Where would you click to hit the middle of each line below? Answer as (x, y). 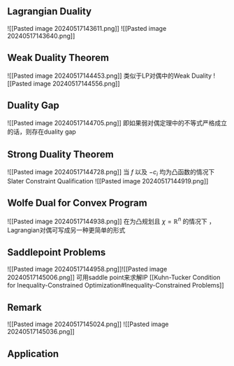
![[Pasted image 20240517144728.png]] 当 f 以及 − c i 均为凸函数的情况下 (111, 173)
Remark (24, 307)
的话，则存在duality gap (42, 132)
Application (33, 354)
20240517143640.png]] (41, 36)
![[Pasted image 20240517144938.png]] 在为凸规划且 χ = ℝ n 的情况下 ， (111, 220)
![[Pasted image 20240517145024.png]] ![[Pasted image (88, 324)
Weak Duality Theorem (58, 58)
